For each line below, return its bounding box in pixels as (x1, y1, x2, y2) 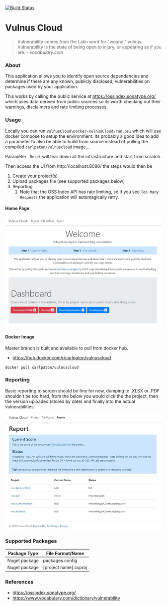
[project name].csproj (43, 565, 87, 571)
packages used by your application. (5, 84, 79, 90)
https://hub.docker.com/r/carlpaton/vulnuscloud (12, 354, 111, 360)
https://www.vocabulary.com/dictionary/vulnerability (12, 595, 120, 601)
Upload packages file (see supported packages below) (12, 178, 125, 184)
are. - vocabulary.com (17, 49, 64, 55)
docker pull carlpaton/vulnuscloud (5, 365, 79, 370)
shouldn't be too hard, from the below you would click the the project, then (5, 393, 158, 399)
